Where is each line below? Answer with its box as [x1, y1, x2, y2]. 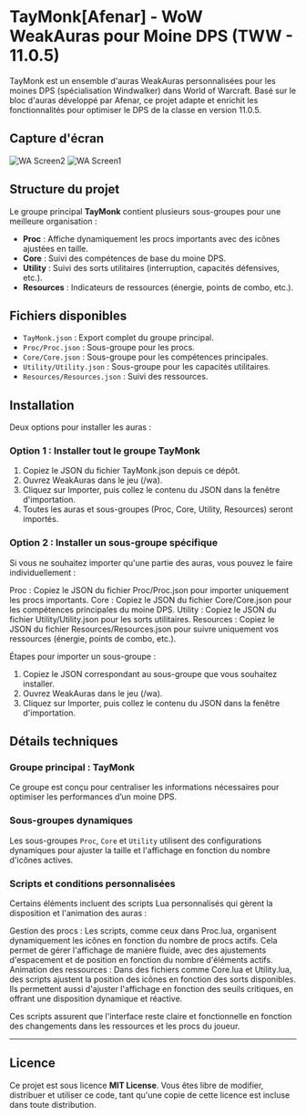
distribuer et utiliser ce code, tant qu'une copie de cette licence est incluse [9, 1089, 291, 1101]
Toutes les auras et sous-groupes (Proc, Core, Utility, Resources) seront [22, 504, 293, 515]
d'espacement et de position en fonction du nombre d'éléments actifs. [9, 955, 273, 966]
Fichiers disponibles [9, 308, 127, 323]
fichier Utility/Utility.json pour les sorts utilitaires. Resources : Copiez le [9, 613, 275, 624]
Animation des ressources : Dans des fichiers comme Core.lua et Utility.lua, [9, 965, 292, 976]
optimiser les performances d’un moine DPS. [9, 791, 178, 802]
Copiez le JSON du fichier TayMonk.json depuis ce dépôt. [22, 465, 240, 476]
